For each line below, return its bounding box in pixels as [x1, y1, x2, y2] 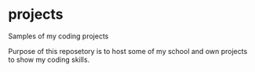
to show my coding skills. [8, 55, 90, 64]
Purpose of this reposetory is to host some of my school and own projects [8, 46, 248, 56]
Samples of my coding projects [8, 31, 109, 41]
